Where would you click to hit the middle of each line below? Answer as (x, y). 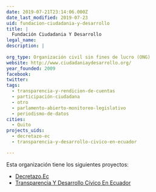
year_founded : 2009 (31, 68)
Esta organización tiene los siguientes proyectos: (68, 164)
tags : (13, 86)
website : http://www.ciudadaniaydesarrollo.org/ (69, 63)
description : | (25, 46)
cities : (16, 119)
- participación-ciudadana (46, 97)
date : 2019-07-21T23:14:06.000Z (47, 12)
